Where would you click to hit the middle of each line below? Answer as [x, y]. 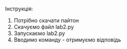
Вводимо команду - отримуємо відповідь [67, 40]
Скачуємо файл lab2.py [44, 27]
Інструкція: [19, 9]
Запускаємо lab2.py [39, 33]
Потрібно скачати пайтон [46, 20]
